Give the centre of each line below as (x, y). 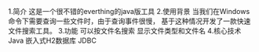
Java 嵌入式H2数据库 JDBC (52, 40)
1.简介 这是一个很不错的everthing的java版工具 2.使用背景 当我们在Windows (129, 11)
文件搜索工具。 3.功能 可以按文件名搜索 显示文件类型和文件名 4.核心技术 (125, 31)
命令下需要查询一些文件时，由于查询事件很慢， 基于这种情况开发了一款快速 (129, 21)
